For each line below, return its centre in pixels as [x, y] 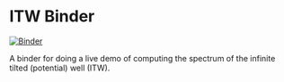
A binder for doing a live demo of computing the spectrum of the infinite [142, 58]
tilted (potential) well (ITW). [60, 68]
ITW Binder [52, 16]
